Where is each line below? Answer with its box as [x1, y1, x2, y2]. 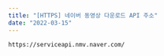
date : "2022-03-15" [8, 19, 73, 27]
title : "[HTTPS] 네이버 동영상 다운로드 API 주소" [8, 11, 158, 20]
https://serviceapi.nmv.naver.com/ [8, 40, 125, 48]
